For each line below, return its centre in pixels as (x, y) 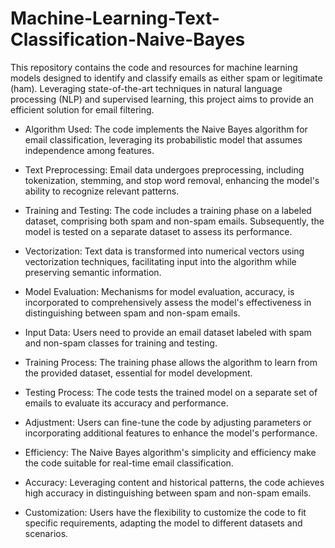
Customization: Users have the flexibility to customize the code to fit (165, 512)
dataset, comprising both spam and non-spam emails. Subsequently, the (174, 221)
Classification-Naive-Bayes (128, 39)
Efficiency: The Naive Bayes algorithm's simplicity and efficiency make (170, 452)
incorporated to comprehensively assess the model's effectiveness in (168, 302)
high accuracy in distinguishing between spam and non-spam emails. (168, 493)
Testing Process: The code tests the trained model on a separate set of (171, 392)
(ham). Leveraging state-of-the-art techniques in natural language (146, 88)
